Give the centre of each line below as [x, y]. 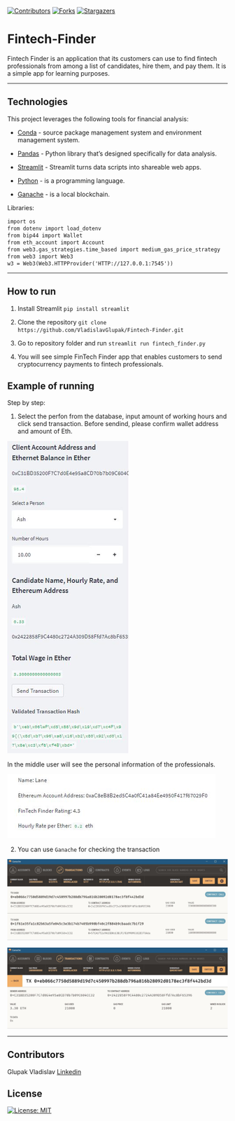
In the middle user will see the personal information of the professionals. [111, 764]
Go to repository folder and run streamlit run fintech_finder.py [112, 343]
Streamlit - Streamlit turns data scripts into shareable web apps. [109, 167]
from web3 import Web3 [40, 256]
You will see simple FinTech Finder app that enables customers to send [120, 357]
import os [22, 221]
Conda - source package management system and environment [109, 132]
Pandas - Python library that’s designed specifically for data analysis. [117, 153]
